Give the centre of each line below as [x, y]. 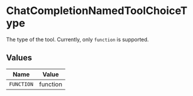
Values [19, 58]
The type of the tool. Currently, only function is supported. [78, 39]
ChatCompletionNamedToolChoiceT [97, 11]
